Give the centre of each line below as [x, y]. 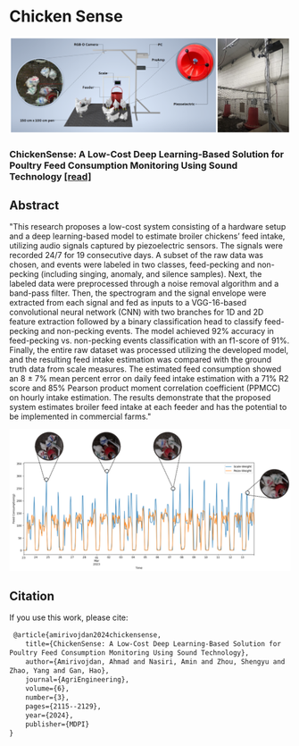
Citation [32, 596]
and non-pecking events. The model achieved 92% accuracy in [158, 331]
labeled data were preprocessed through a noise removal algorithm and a [144, 284]
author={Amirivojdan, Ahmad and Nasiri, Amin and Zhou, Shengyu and [155, 662]
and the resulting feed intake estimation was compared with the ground [141, 360]
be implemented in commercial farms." [80, 416]
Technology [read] [50, 176]
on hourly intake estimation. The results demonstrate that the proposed [140, 398]
